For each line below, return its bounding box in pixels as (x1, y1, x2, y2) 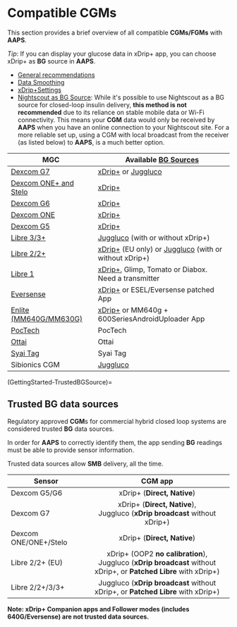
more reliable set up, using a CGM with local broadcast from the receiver (17, 130, 229, 139)
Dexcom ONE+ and (11, 178, 74, 188)
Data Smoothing (17, 78, 65, 86)
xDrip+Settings (17, 85, 62, 94)
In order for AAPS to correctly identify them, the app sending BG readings (7, 438, 222, 446)
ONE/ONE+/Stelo (11, 537, 68, 547)
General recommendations (17, 71, 95, 79)
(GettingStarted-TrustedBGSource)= (7, 377, 113, 386)
